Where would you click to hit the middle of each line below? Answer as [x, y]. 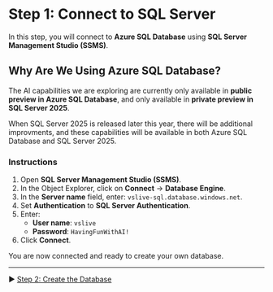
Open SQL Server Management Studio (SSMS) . [100, 180]
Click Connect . [45, 240]
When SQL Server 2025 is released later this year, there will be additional [131, 124]
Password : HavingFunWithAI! [81, 232]
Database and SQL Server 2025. [63, 141]
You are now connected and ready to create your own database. [116, 256]
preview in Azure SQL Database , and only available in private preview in [131, 99]
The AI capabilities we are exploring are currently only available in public [130, 90]
